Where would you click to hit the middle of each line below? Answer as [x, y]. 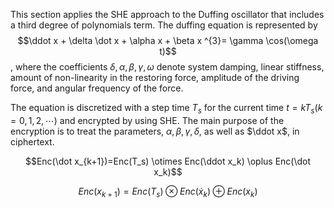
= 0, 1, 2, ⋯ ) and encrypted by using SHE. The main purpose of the [147, 120]
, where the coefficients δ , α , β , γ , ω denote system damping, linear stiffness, [167, 67]
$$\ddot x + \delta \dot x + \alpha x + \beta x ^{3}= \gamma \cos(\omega [168, 40]
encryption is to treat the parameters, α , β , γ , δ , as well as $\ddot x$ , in [155, 131]
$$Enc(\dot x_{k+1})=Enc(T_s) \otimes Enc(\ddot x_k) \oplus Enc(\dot [168, 161]
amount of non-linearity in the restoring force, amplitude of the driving [155, 77]
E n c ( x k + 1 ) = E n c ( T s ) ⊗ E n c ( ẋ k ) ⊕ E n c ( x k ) [168, 192]
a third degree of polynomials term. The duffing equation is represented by [164, 25]
